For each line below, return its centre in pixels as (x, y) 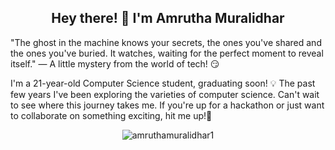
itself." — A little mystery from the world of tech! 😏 (115, 63)
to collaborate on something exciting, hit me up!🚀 (111, 115)
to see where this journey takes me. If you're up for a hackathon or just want (167, 105)
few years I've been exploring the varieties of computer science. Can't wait (165, 94)
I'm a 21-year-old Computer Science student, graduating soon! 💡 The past (163, 83)
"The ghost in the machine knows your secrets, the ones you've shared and (166, 42)
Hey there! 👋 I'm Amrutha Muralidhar (168, 18)
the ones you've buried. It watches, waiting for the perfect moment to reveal (167, 53)
